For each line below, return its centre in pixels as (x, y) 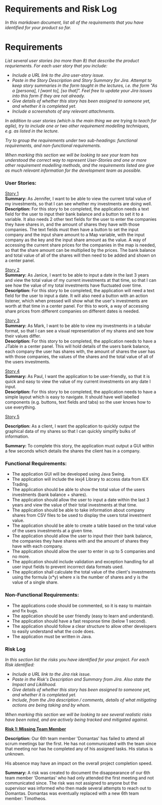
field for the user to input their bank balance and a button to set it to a (74, 214)
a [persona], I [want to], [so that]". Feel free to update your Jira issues (82, 90)
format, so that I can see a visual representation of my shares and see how (79, 331)
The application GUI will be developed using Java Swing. (69, 474)
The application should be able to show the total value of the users (78, 490)
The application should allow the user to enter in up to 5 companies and (83, 551)
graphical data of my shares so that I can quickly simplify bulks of (70, 431)
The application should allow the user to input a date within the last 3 (81, 500)
